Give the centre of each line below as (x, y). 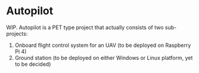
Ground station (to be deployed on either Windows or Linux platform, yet (104, 58)
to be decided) (33, 64)
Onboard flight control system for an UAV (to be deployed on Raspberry (103, 45)
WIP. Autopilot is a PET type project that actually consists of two (85, 27)
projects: (17, 33)
